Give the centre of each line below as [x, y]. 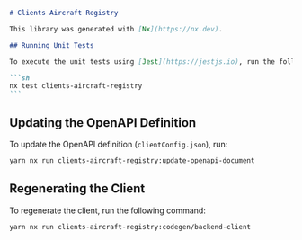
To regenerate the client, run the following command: [108, 210]
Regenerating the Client [77, 189]
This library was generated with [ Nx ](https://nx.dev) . [116, 29]
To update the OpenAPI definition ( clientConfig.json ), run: [119, 144]
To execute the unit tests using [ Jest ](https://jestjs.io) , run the [142, 62]
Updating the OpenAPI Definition [103, 123]
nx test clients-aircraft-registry [76, 86]
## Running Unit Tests [52, 45]
